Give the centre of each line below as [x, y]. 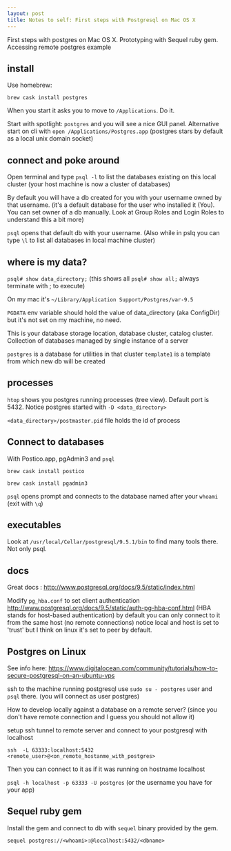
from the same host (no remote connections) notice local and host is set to [113, 623]
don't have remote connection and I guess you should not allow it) [101, 717]
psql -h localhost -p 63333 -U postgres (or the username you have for [110, 782]
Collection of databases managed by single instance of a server [98, 340]
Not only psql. [27, 549]
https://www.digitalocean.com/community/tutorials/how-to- [133, 668]
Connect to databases [56, 442]
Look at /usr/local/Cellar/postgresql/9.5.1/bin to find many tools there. [113, 541]
